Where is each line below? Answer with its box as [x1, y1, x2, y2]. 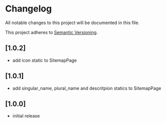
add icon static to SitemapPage [12, 57, 77, 63]
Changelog [5, 3, 52, 15]
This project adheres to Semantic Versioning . [5, 29, 98, 35]
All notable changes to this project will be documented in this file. [5, 20, 140, 26]
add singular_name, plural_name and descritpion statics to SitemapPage [12, 85, 161, 91]
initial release [12, 113, 40, 119]
